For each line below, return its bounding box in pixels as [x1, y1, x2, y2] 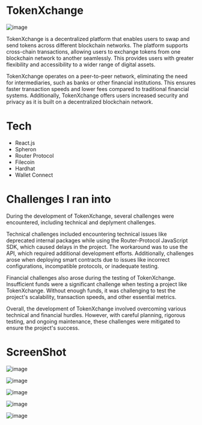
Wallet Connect [14, 171, 54, 178]
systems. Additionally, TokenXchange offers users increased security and [6, 92, 188, 99]
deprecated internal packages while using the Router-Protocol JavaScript [6, 236, 188, 244]
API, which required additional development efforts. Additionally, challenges [6, 250, 194, 257]
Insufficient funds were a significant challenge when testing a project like [6, 280, 188, 288]
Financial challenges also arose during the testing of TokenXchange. [6, 274, 176, 281]
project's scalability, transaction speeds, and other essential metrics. [6, 293, 177, 300]
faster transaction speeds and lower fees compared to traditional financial [6, 85, 189, 92]
